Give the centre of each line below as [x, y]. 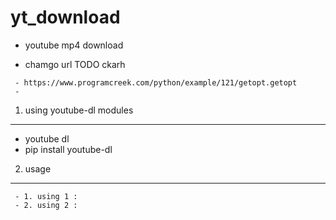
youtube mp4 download [74, 45]
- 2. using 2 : [46, 205]
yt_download [65, 17]
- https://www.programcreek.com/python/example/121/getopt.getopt [156, 82]
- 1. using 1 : [46, 196]
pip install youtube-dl [68, 149]
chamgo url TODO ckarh [75, 64]
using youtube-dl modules [79, 110]
